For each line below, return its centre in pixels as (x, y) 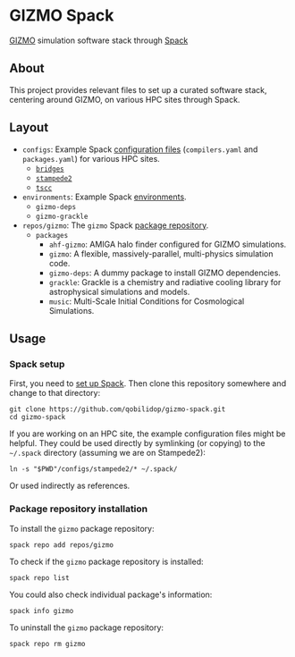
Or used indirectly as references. (70, 486)
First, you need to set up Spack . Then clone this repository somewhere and (148, 383)
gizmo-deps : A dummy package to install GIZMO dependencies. (165, 273)
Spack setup (37, 364)
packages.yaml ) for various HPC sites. (91, 158)
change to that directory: (55, 393)
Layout (29, 127)
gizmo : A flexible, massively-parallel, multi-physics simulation (161, 253)
